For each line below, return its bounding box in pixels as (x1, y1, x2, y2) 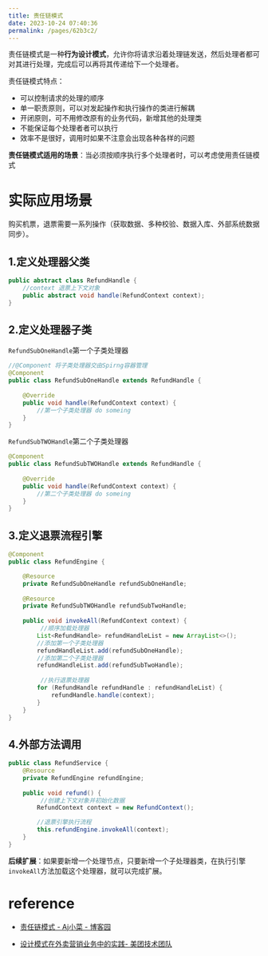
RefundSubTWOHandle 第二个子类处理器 (8, 436, 129, 446)
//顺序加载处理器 (40, 624, 89, 632)
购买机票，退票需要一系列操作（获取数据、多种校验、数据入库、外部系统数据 (8, 219, 260, 229)
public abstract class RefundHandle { (8, 277, 137, 285)
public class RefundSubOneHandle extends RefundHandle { (8, 376, 202, 384)
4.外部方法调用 (8, 737, 82, 751)
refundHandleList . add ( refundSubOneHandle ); (37, 647, 183, 655)
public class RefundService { (8, 759, 109, 767)
